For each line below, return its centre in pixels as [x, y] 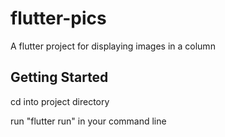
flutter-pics [58, 18]
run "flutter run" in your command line [88, 121]
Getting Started [59, 77]
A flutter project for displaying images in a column [113, 46]
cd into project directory [60, 101]
